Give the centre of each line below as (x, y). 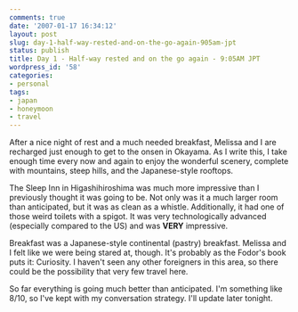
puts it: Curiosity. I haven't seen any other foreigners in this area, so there (144, 262)
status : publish (39, 51)
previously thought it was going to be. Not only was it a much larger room (144, 198)
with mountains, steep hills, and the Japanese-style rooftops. (121, 171)
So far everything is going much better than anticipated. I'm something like (146, 289)
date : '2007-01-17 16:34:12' (63, 26)
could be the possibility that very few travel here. (99, 272)
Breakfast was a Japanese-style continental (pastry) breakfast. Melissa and (148, 243)
